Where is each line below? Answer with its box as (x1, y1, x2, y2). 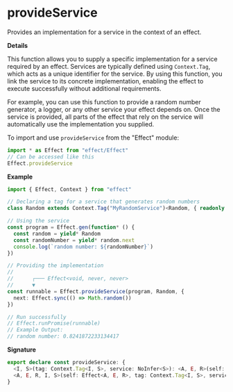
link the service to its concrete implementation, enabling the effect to (7, 76, 204, 85)
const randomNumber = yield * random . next (13, 236, 135, 244)
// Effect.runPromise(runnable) (7, 320, 101, 327)
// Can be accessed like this (7, 153, 95, 161)
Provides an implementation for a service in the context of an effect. (7, 28, 202, 36)
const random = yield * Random (13, 230, 101, 237)
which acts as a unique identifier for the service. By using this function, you (7, 70, 223, 78)
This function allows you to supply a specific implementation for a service (7, 54, 218, 63)
